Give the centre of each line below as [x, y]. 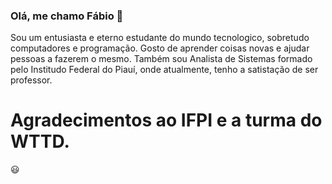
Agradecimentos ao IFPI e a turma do [166, 120]
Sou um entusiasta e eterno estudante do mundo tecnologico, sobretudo [160, 38]
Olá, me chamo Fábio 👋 [67, 16]
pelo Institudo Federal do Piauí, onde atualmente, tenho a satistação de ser [164, 70]
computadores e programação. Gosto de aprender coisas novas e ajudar [160, 48]
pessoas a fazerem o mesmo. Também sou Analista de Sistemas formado [161, 59]
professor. [31, 80]
